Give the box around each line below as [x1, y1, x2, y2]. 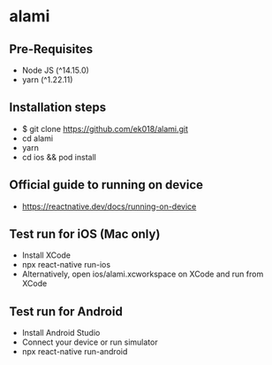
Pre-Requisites [9, 42, 94, 57]
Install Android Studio [21, 328, 101, 338]
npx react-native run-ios [21, 260, 111, 270]
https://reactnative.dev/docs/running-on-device [21, 201, 197, 212]
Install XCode [21, 250, 71, 260]
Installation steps [9, 100, 107, 115]
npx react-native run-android [21, 346, 128, 357]
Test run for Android [9, 304, 124, 319]
